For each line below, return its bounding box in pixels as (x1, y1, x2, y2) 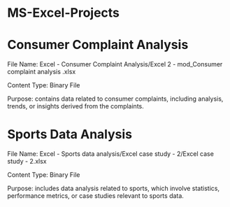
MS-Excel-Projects (7, 5, 120, 21)
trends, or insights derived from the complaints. (7, 102, 145, 110)
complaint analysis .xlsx (7, 68, 76, 76)
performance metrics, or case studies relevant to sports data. (7, 192, 184, 200)
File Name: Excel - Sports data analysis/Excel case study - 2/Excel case (7, 150, 215, 158)
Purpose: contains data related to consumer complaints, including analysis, (7, 94, 224, 103)
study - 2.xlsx (7, 157, 47, 166)
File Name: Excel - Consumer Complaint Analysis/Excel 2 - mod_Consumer (7, 60, 223, 69)
